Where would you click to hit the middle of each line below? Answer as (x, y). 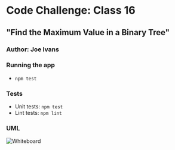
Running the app (31, 65)
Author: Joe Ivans (33, 49)
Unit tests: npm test (39, 107)
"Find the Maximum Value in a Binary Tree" (88, 32)
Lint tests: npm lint (38, 113)
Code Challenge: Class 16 (71, 10)
